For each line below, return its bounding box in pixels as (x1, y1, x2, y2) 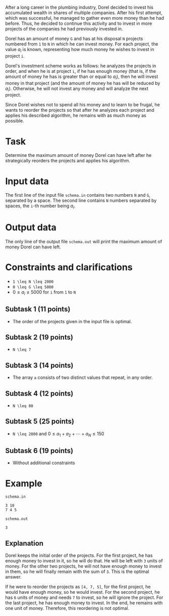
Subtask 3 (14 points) (5, 361, 74, 370)
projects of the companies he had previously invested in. (5, 26, 123, 32)
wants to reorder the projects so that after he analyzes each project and (5, 107, 155, 113)
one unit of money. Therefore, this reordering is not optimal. (5, 605, 130, 611)
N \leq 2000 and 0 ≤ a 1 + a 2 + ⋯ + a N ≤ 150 (12, 430, 104, 438)
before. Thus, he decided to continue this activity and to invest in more (5, 20, 152, 26)
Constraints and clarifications (5, 261, 133, 273)
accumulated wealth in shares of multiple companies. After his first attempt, (5, 10, 162, 16)
